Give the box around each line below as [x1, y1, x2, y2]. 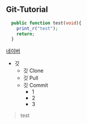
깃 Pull [23, 75, 39, 82]
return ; [16, 31, 35, 37]
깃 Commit [23, 82, 48, 89]
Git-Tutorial [6, 5, 48, 15]
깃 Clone [23, 67, 43, 75]
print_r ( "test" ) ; [16, 26, 59, 31]
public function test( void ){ [11, 20, 82, 26]
